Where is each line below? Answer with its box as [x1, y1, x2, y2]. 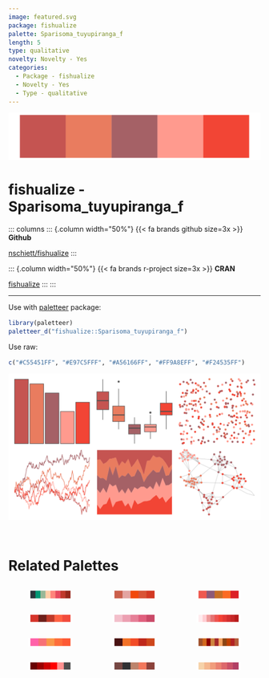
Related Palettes [8, 556, 119, 574]
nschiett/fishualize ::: [8, 248, 78, 258]
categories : [8, 64, 48, 72]
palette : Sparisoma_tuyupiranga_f [8, 30, 124, 38]
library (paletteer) [8, 319, 74, 327]
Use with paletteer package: [8, 302, 102, 312]
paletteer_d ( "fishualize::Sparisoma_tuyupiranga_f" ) [8, 327, 188, 335]
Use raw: [8, 342, 38, 351]
